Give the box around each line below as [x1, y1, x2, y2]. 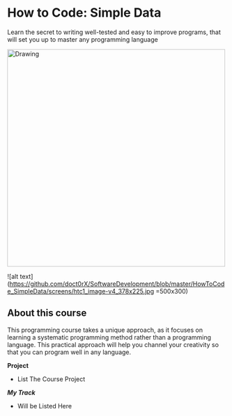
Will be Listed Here [17, 401, 72, 410]
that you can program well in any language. [7, 348, 132, 356]
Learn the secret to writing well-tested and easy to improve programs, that [7, 28, 221, 36]
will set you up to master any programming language [7, 35, 158, 43]
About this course [7, 307, 87, 319]
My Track [7, 388, 36, 397]
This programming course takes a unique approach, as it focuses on [7, 326, 203, 334]
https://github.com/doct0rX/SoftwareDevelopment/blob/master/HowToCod [9, 280, 225, 288]
